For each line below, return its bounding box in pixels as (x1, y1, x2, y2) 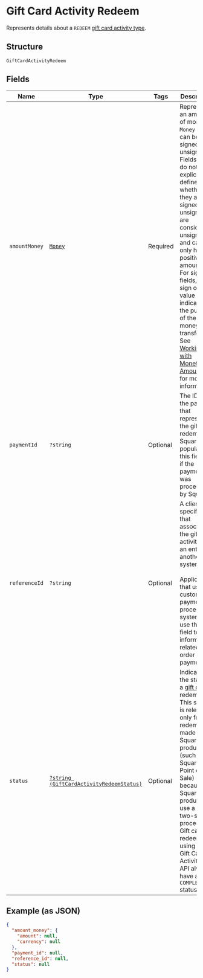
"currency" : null (17, 939, 61, 945)
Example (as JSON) (6, 906, 80, 916)
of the (179, 314, 196, 322)
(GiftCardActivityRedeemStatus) (49, 780, 143, 787)
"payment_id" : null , (11, 950, 63, 956)
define (179, 178, 198, 186)
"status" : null (11, 961, 50, 967)
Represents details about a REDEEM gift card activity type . (6, 24, 146, 31)
